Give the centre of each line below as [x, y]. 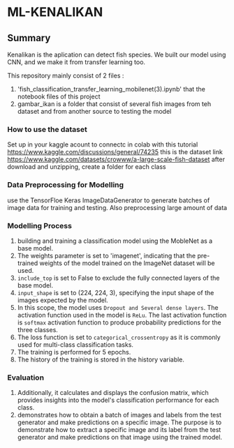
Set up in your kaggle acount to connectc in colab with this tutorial [103, 144]
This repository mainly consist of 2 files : [66, 75]
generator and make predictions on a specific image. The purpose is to [119, 422]
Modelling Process [39, 225]
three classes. [37, 329]
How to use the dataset [47, 129]
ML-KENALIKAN [55, 12]
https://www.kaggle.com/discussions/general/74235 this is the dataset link [115, 152]
